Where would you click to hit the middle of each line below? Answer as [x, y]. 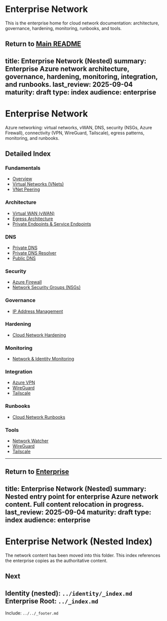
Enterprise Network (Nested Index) [79, 541]
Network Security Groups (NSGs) [46, 288]
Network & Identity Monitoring [43, 359]
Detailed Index [28, 154]
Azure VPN [24, 382]
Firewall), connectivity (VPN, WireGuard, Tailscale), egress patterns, [75, 133]
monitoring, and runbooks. [32, 138]
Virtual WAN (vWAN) [33, 213]
